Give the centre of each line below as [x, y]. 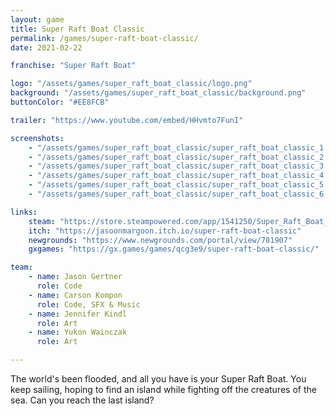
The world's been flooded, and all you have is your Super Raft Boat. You [158, 379]
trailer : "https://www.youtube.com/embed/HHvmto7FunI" [127, 120]
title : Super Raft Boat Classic [77, 29]
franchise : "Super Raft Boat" [73, 66]
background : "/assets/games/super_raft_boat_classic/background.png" [158, 93]
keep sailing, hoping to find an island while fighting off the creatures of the [163, 389]
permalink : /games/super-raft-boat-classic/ [104, 38]
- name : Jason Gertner [75, 277]
